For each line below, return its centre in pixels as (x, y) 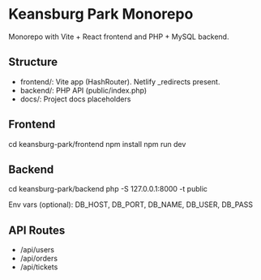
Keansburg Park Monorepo (101, 14)
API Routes (37, 230)
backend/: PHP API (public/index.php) (83, 90)
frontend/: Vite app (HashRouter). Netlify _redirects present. (120, 81)
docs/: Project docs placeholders (75, 99)
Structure (33, 62)
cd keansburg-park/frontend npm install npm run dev (97, 144)
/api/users (37, 250)
